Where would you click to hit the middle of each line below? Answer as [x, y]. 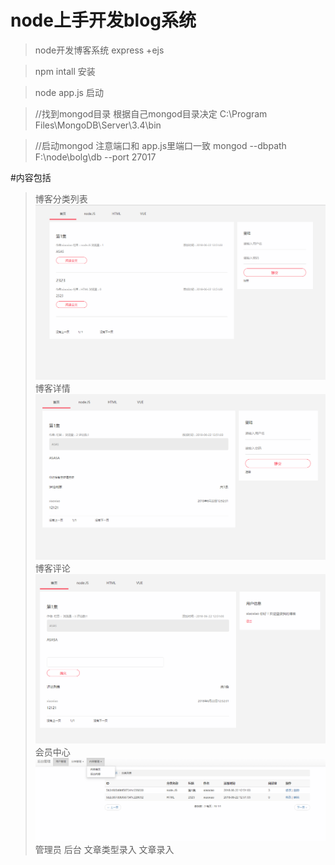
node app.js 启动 [69, 92]
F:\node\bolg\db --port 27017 [95, 157]
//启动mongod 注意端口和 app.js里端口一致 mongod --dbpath [160, 145]
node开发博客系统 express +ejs [99, 50]
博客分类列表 [61, 198]
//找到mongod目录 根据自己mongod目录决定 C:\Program [151, 113]
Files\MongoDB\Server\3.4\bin [98, 125]
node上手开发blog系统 [103, 20]
